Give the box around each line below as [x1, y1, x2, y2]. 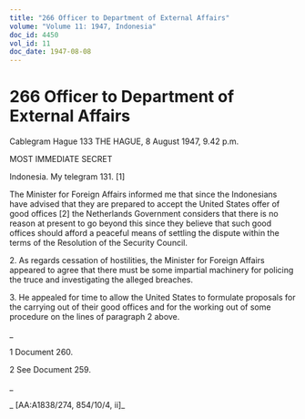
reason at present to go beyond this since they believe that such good [9, 218, 272, 229]
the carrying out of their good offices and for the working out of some [9, 301, 271, 312]
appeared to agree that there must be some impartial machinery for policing [9, 265, 294, 276]
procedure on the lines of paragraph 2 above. [9, 312, 180, 322]
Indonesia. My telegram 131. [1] [9, 171, 126, 182]
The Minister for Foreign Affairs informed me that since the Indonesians [9, 189, 278, 200]
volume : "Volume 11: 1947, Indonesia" [9, 22, 157, 31]
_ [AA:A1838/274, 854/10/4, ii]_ [9, 400, 126, 411]
